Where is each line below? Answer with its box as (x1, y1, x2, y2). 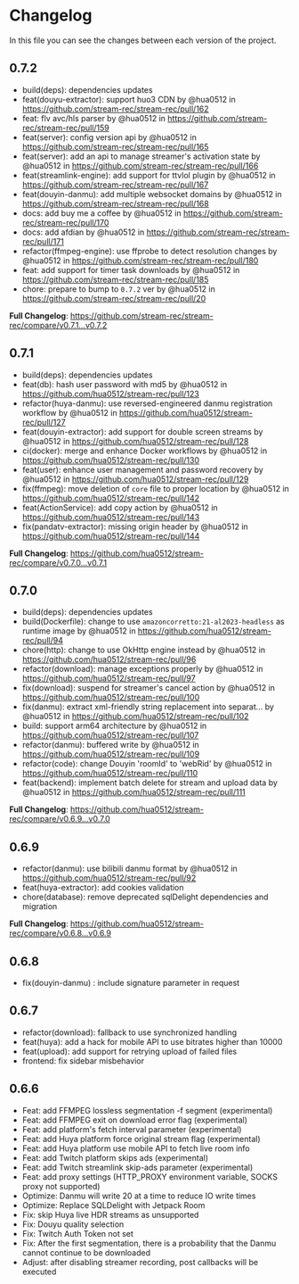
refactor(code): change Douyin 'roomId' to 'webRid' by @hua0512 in (21, 758, 273, 769)
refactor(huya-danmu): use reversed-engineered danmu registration (21, 398, 273, 409)
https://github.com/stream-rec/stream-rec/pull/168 (21, 198, 209, 209)
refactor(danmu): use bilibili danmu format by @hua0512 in (21, 863, 238, 874)
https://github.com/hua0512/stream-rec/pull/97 (21, 673, 196, 683)
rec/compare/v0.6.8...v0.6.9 (9, 928, 111, 939)
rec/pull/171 (21, 236, 65, 246)
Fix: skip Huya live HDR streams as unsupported (21, 1209, 199, 1220)
